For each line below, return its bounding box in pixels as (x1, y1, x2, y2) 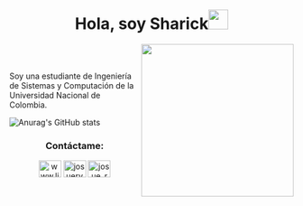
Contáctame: (44, 139, 105, 152)
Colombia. (9, 99, 48, 110)
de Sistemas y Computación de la (9, 80, 134, 90)
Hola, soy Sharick (75, 14, 209, 34)
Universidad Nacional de (9, 89, 101, 100)
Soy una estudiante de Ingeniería (9, 70, 133, 81)
